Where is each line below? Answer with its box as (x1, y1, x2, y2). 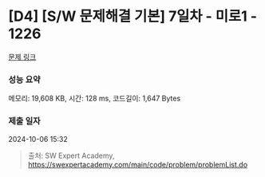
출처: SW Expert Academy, (27, 151, 115, 160)
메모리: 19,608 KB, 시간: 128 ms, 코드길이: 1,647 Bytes (8, 93, 181, 104)
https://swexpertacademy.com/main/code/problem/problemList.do (27, 159, 248, 169)
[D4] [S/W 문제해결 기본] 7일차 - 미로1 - (8, 7, 258, 26)
